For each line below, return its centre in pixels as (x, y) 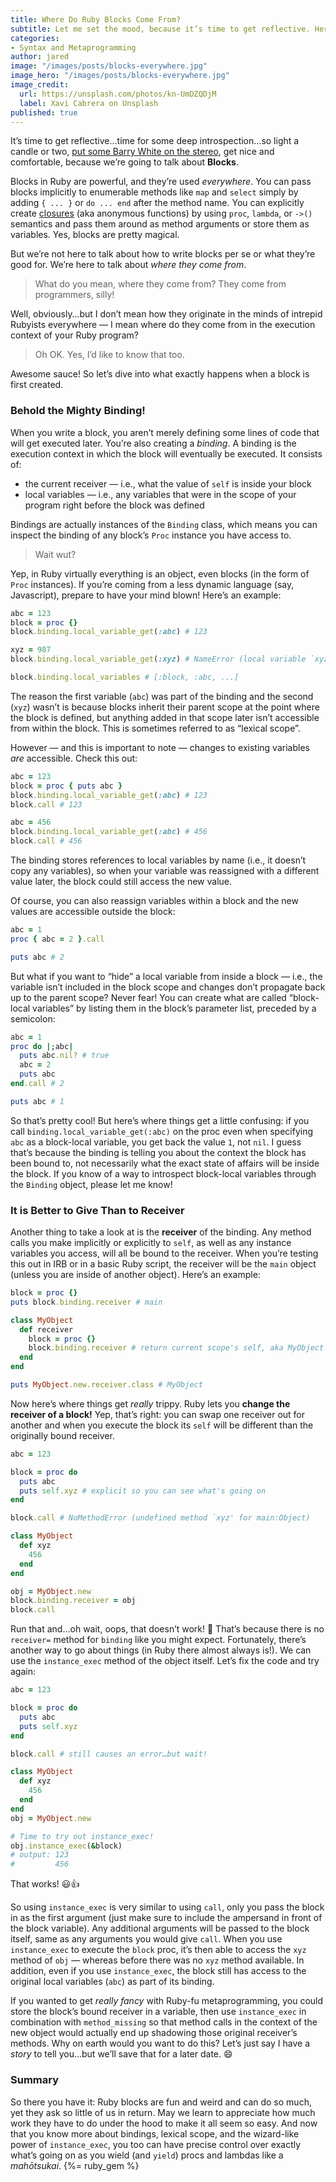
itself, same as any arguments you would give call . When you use (146, 1939)
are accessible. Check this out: (74, 758)
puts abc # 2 (37, 957)
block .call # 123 (46, 804)
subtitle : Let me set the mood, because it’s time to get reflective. (160, 29)
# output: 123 (40, 1855)
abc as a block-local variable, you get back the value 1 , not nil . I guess (156, 1142)
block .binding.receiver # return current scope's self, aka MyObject (176, 1348)
